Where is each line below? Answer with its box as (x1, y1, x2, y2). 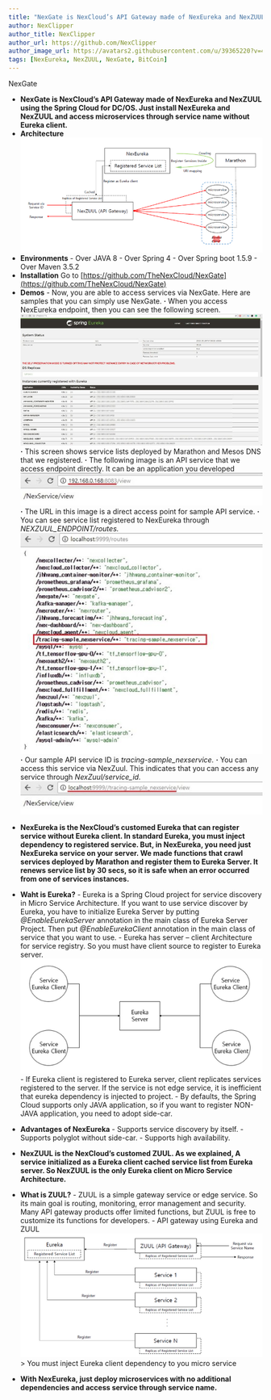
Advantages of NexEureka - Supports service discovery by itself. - (19, 1124, 244, 1134)
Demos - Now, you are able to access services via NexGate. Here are (19, 287, 252, 297)
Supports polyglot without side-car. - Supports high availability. (19, 1133, 231, 1142)
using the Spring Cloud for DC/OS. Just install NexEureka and (19, 103, 231, 112)
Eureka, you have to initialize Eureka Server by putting (19, 907, 200, 916)
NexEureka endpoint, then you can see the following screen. (19, 304, 221, 314)
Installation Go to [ (19, 270, 84, 280)
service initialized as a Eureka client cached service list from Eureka (19, 1157, 253, 1167)
